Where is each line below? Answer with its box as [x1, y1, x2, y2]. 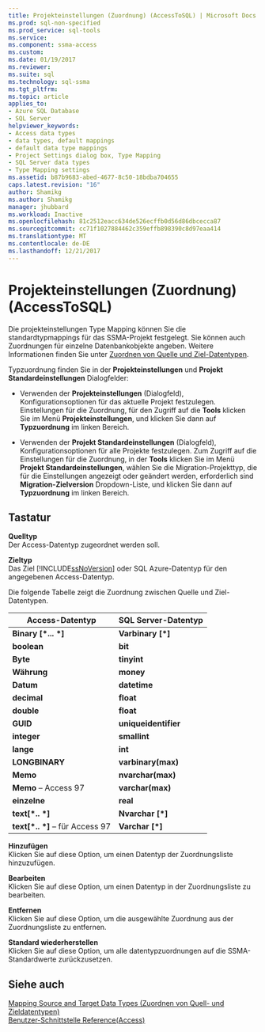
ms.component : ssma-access [8, 41, 97, 49]
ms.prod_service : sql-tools [8, 26, 101, 34]
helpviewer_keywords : [8, 122, 80, 130]
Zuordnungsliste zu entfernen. [8, 923, 107, 932]
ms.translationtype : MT [8, 233, 87, 241]
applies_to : [8, 100, 47, 108]
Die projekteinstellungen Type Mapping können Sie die [8, 324, 187, 333]
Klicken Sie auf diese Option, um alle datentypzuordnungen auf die [8, 947, 226, 956]
